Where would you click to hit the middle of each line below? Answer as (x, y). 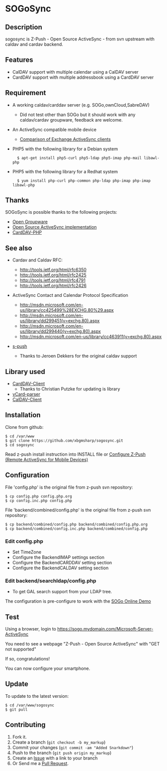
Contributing (25, 725)
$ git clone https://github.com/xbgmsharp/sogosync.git (64, 441)
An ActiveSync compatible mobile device (54, 129)
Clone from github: (24, 427)
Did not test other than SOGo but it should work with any (78, 115)
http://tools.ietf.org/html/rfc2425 (53, 275)
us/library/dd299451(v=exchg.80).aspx (60, 321)
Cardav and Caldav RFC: (38, 260)
